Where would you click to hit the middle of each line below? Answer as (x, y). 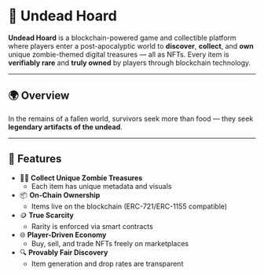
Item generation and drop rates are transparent (107, 263)
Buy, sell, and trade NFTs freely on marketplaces (110, 243)
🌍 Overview (39, 96)
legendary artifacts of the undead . (66, 127)
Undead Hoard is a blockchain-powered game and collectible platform (123, 38)
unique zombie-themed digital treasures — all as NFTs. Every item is (119, 54)
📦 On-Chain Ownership (60, 194)
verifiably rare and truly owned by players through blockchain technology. (130, 63)
